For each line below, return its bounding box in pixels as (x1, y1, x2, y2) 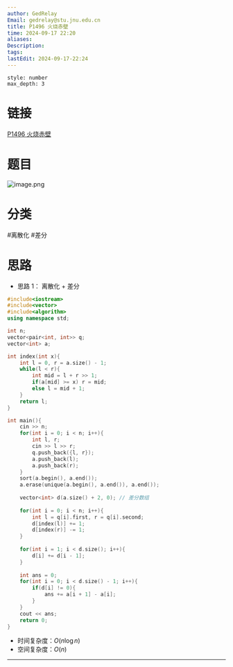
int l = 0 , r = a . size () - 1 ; (19, 359, 107, 366)
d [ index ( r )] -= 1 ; (32, 526, 85, 534)
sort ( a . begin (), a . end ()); (19, 475, 98, 482)
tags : (7, 49, 23, 56)
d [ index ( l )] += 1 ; (32, 520, 85, 527)
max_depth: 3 (7, 80, 45, 87)
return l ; (19, 398, 49, 405)
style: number (7, 74, 49, 81)
